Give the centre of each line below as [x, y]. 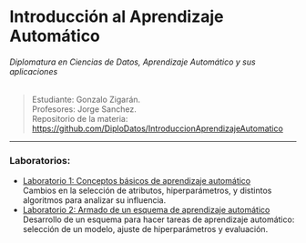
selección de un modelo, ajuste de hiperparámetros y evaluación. [145, 228]
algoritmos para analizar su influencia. [94, 200]
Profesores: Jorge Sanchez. [84, 109]
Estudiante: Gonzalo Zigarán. [86, 100]
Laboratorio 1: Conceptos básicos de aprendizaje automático [137, 180]
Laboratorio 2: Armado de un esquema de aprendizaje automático [146, 209]
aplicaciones [34, 71]
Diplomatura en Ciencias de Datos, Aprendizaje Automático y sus [133, 62]
